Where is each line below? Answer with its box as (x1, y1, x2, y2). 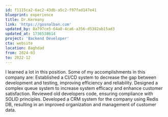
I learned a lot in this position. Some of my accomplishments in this (5, 69, 146, 75)
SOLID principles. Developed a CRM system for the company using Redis (5, 96, 159, 102)
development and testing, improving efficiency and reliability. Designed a (5, 80, 158, 86)
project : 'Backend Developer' (5, 36, 70, 41)
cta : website (5, 41, 33, 46)
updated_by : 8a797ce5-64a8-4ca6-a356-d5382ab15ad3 (5, 27, 115, 32)
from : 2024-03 (5, 50, 36, 55)
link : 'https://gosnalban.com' (5, 21, 72, 27)
